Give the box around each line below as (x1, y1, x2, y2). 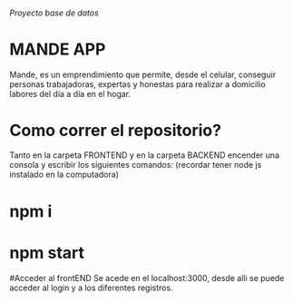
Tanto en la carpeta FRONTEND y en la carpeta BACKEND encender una (9, 150, 279, 161)
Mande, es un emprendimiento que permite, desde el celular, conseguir (9, 69, 277, 80)
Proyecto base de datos (9, 7, 100, 18)
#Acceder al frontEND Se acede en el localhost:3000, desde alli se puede (9, 272, 285, 283)
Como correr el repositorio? (9, 120, 222, 141)
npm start (9, 242, 84, 263)
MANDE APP (9, 39, 106, 59)
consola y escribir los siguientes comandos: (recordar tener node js (9, 160, 262, 170)
